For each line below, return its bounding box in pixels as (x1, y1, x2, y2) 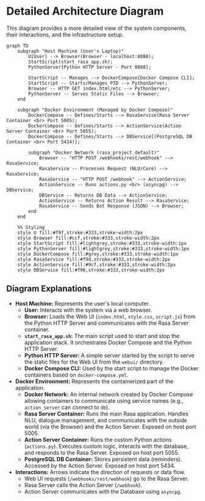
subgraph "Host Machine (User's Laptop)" (17, 48, 124, 54)
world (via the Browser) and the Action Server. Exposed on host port (24, 423, 196, 430)
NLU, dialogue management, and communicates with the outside (24, 416, 187, 424)
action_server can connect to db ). (24, 403, 110, 411)
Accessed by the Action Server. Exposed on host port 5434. (24, 462, 176, 469)
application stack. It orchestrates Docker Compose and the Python (24, 339, 192, 346)
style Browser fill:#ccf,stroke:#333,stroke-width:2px (17, 235, 160, 241)
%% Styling (17, 224, 45, 230)
